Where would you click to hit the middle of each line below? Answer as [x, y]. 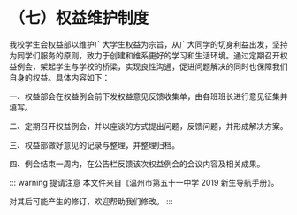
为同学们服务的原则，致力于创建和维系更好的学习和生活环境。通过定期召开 [145, 55]
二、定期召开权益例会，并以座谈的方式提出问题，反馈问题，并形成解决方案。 [148, 126]
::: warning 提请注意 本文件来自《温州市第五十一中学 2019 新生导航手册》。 [144, 182]
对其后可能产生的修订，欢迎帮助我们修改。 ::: [91, 201]
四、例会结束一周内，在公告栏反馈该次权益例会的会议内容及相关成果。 [137, 164]
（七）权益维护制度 [79, 18]
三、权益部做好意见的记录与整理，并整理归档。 [94, 145]
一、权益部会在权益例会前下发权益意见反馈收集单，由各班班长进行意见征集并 [148, 96]
